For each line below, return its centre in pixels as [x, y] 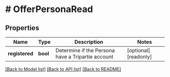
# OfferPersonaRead [49, 9]
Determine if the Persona [85, 50]
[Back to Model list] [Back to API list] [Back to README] [63, 69]
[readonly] [139, 57]
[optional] [138, 50]
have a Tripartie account [84, 57]
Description [89, 42]
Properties [22, 28]
